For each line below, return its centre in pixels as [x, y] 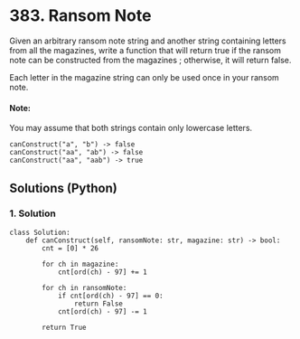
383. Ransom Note [80, 16]
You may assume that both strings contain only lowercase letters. [131, 128]
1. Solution [33, 213]
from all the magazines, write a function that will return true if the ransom [145, 50]
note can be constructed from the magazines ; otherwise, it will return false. [150, 60]
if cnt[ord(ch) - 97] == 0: [111, 296]
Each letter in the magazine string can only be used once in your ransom [145, 77]
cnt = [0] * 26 [70, 248]
